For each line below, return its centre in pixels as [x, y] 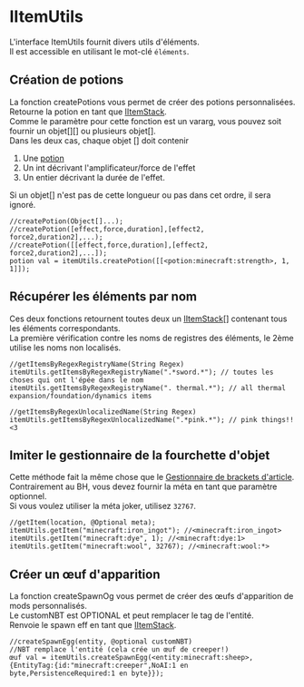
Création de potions [67, 80]
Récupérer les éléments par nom [103, 297]
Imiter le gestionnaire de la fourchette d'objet [140, 455]
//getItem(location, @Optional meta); [83, 523]
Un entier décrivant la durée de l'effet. [93, 177]
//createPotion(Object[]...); [67, 221]
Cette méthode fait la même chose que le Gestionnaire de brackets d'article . [152, 477]
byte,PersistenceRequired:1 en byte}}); [87, 673]
